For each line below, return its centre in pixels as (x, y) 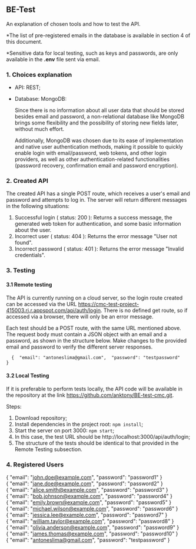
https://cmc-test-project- (109, 304)
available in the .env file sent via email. (53, 59)
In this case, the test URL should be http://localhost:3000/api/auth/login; (102, 436)
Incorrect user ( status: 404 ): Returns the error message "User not (96, 236)
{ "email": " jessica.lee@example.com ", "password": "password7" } (87, 515)
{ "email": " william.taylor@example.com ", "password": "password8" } (90, 521)
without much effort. (39, 129)
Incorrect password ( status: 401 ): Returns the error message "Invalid (99, 249)
